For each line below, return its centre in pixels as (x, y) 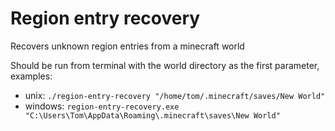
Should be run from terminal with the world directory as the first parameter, (165, 65)
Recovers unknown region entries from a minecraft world (127, 46)
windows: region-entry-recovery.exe (102, 106)
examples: (31, 76)
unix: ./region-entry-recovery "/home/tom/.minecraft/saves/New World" (175, 95)
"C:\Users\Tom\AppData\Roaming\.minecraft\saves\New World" (152, 115)
